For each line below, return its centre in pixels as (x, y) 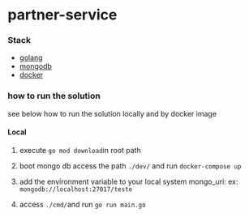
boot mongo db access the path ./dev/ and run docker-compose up (130, 166)
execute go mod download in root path (80, 150)
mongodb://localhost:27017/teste (76, 189)
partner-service (62, 15)
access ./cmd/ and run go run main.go (83, 204)
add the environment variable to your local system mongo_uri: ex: (129, 181)
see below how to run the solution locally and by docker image (112, 113)
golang (31, 57)
